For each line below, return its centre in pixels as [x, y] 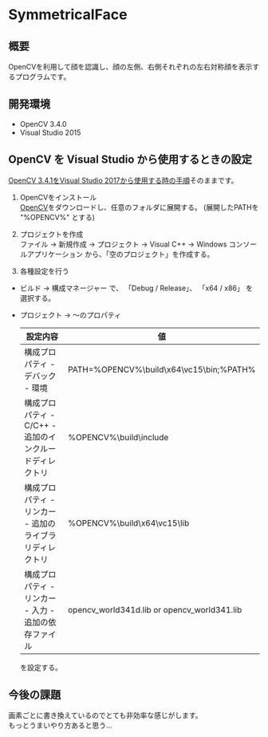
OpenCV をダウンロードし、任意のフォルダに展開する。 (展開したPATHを [139, 207]
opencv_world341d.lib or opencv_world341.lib [155, 609]
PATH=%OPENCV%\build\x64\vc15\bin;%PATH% [162, 369]
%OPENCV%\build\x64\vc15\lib [128, 522]
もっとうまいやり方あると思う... [61, 725]
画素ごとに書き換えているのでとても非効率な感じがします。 [105, 715]
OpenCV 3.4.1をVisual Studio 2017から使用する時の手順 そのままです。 [123, 180]
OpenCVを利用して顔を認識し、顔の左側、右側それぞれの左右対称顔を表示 [130, 67]
